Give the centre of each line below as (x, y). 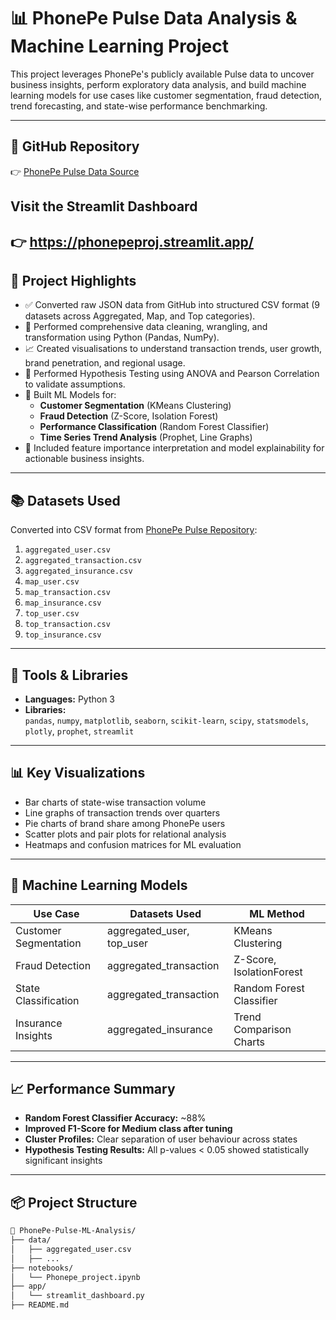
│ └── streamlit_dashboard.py (77, 1296)
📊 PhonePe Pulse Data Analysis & (154, 18)
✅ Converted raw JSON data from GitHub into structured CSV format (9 (172, 305)
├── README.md (40, 1305)
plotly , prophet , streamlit (79, 731)
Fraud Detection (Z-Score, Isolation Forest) (129, 416)
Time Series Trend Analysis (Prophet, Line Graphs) (146, 437)
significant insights (63, 1161)
